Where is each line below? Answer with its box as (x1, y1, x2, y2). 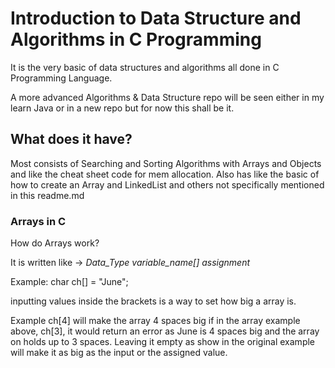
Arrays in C (10, 214, 67, 228)
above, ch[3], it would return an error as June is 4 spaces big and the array (10, 325, 320, 337)
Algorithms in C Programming (10, 28, 262, 51)
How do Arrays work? (10, 237, 100, 249)
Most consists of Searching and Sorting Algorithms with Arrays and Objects (10, 157, 322, 169)
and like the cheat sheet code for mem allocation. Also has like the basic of (10, 168, 320, 180)
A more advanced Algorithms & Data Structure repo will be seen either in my (10, 91, 325, 103)
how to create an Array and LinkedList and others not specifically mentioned (10, 178, 325, 191)
